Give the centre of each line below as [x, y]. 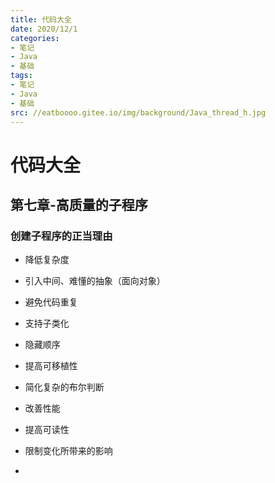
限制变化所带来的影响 [68, 451]
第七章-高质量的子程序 [79, 204]
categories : [35, 38]
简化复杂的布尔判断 [64, 387]
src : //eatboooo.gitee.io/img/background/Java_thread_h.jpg [138, 112]
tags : [21, 76]
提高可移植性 [51, 366]
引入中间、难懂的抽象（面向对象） [95, 281]
